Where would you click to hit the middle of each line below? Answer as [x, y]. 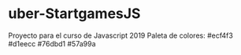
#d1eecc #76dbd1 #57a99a [52, 43]
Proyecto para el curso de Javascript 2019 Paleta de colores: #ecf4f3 [121, 35]
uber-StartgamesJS [74, 14]
